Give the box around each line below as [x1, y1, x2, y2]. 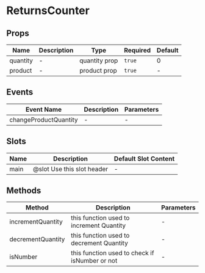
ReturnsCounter [6, 4, 90, 18]
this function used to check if [71, 249, 154, 257]
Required [124, 46, 151, 54]
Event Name [25, 105, 62, 114]
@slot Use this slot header [32, 164, 109, 173]
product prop [79, 67, 117, 75]
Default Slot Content [113, 154, 175, 162]
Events [6, 87, 34, 98]
